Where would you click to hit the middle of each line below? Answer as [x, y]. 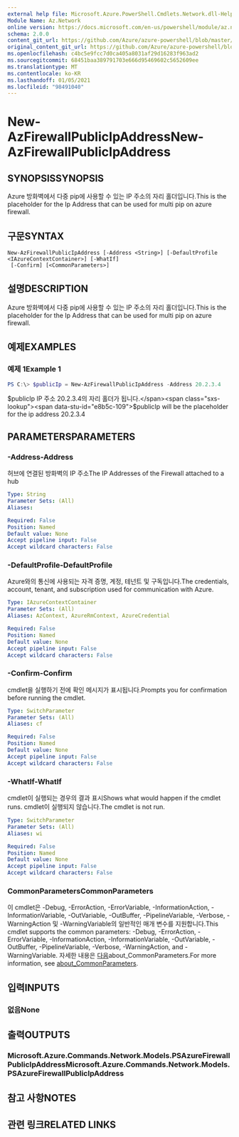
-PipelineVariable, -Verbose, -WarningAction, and [111, 947]
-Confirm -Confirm [40, 673]
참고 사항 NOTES [42, 1098]
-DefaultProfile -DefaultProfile [60, 565]
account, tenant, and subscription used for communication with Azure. [111, 589]
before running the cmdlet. [47, 697]
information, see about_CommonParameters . [73, 963]
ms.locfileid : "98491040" [46, 87]
